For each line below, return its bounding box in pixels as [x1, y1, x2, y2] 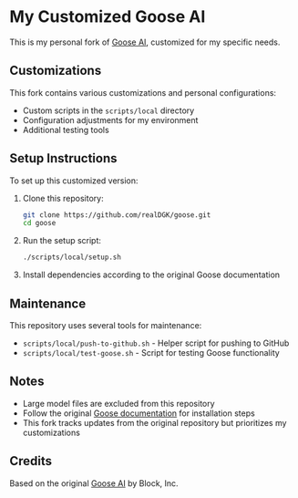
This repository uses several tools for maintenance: [9, 320, 202, 330]
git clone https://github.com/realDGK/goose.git [22, 210, 211, 220]
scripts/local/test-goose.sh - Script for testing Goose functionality [22, 348, 280, 358]
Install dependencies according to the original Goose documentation [22, 269, 281, 280]
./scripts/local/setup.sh [22, 253, 121, 262]
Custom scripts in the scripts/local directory [22, 105, 195, 116]
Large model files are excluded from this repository [22, 398, 216, 409]
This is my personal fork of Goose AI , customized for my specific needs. [9, 36, 281, 47]
